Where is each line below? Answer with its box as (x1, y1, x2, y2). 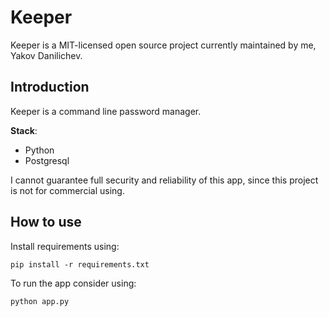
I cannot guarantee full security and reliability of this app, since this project (10, 174, 319, 186)
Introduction (10, 79, 90, 96)
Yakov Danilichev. (10, 49, 83, 61)
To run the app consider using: (10, 277, 137, 289)
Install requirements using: (10, 240, 120, 252)
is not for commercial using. (10, 184, 125, 196)
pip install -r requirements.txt (10, 259, 150, 270)
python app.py (10, 296, 70, 306)
